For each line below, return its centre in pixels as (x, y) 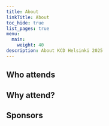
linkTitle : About (28, 17)
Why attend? (31, 95)
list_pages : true (28, 28)
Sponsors (25, 115)
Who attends (31, 75)
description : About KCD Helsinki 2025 (54, 51)
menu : (13, 34)
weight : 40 (31, 45)
